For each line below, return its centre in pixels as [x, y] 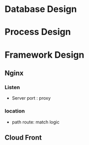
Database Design [41, 9]
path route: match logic [36, 122]
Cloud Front [23, 137]
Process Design [38, 32]
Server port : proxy [31, 98]
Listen [12, 87]
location [15, 111]
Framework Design [44, 55]
